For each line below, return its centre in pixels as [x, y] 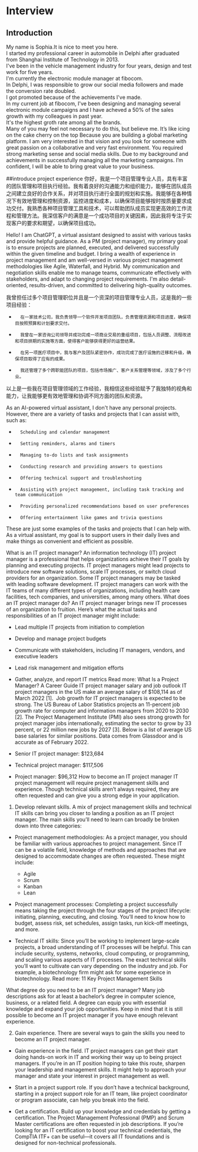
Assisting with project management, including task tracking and [102, 490]
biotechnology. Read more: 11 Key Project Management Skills [88, 979]
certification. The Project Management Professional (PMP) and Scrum [99, 1118]
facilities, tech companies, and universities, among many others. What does [98, 597]
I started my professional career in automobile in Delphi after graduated [93, 53]
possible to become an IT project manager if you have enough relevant [92, 1015]
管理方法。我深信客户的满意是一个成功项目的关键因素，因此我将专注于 [101, 215]
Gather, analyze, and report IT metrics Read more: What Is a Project [97, 679]
